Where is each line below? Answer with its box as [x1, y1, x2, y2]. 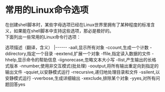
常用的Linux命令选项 [5, 4, 89, 16]
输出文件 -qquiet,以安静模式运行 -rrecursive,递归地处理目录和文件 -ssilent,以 [5, 69, 160, 75]
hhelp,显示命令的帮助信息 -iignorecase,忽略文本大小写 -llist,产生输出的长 [5, 57, 152, 62]
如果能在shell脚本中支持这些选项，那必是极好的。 [13, 28, 114, 33]
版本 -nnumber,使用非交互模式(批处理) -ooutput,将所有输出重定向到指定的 [9, 62, 159, 69]
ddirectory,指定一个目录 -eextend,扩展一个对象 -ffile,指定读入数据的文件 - [5, 50, 154, 57]
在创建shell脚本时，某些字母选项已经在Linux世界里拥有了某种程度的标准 [5, 22, 151, 28]
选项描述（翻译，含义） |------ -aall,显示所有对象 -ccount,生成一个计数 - [5, 44, 152, 50]
